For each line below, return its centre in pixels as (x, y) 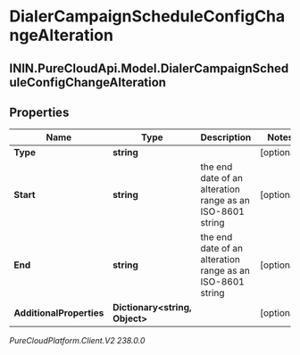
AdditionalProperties (59, 313)
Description (226, 137)
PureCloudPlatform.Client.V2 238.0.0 (77, 341)
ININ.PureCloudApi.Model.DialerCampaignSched (149, 68)
